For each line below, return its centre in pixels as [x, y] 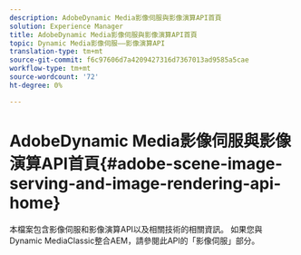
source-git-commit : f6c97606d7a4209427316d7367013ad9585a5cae [129, 60]
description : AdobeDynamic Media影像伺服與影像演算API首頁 [116, 18]
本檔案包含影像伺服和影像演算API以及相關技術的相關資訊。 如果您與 [136, 229]
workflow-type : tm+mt [50, 69]
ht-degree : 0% [36, 85]
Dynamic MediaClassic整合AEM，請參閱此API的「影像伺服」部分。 [135, 240]
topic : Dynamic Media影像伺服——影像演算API [87, 43]
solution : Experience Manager [67, 26]
